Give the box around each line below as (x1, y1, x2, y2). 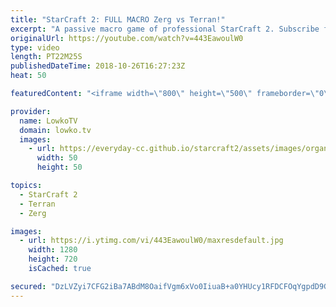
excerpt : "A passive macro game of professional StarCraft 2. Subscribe (10, 24, 320, 34)
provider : (10, 106, 52, 116)
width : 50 (36, 153, 78, 163)
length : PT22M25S (10, 52, 83, 62)
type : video (10, 42, 60, 53)
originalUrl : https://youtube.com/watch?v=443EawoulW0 (10, 33, 244, 43)
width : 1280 (28, 245, 78, 255)
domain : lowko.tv (19, 125, 92, 135)
